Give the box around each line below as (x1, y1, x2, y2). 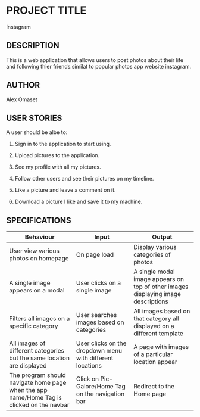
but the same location (9, 354, 70, 362)
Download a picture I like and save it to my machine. (14, 198, 143, 206)
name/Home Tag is (9, 394, 62, 402)
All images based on (133, 307, 190, 316)
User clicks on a (76, 279, 121, 287)
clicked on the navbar (9, 401, 70, 409)
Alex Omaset (6, 96, 37, 103)
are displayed (9, 362, 47, 370)
